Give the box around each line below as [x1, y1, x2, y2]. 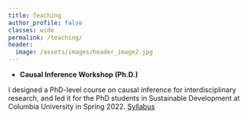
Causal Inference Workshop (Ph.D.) [19, 70, 139, 79]
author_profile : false [8, 19, 83, 27]
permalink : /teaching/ [8, 33, 83, 42]
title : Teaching [8, 11, 61, 20]
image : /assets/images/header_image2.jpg [15, 48, 154, 56]
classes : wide [8, 26, 55, 34]
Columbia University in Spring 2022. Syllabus [8, 102, 155, 111]
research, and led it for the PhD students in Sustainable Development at [8, 94, 240, 102]
